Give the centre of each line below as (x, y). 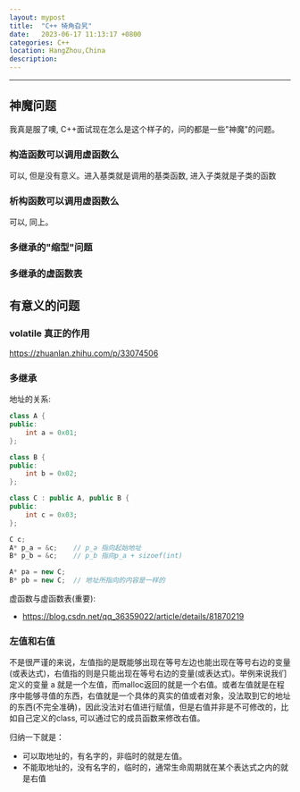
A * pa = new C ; (37, 572)
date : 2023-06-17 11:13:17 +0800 (75, 34)
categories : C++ (39, 42)
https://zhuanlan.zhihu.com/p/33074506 (84, 353)
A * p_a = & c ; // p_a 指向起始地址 (75, 548)
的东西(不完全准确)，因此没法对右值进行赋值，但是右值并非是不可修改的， (145, 707)
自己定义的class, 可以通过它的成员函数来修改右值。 (111, 718)
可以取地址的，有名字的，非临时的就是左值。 (104, 756)
